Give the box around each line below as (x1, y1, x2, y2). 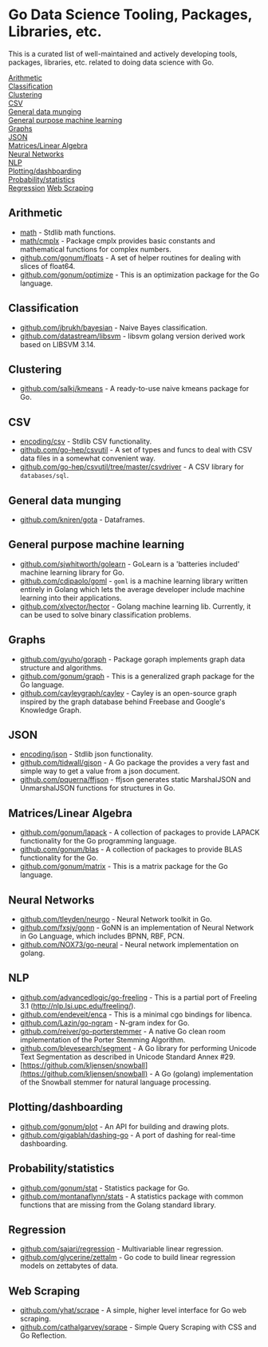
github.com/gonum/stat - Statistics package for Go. (19, 1183, 190, 1192)
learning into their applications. (19, 593, 122, 602)
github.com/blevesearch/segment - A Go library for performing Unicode (19, 1043, 257, 1053)
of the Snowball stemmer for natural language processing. (19, 1077, 211, 1087)
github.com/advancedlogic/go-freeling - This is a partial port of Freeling (19, 992, 258, 1002)
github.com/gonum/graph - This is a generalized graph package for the (19, 671, 255, 681)
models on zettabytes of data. (19, 1261, 119, 1270)
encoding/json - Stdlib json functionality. (19, 749, 154, 759)
